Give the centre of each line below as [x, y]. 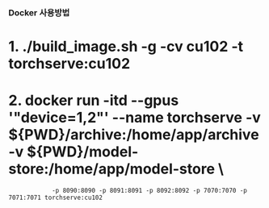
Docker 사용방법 [39, 12]
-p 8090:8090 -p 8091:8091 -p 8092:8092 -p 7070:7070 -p [149, 191]
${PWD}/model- [83, 152]
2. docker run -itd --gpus [94, 100]
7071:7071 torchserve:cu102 [56, 198]
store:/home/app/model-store [112, 169]
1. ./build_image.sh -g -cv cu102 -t [126, 47]
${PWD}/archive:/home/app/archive [134, 135]
